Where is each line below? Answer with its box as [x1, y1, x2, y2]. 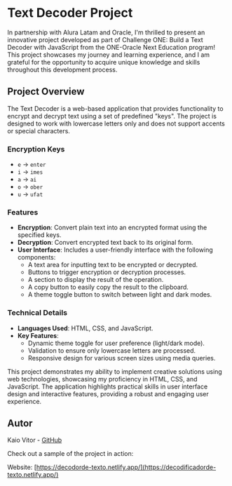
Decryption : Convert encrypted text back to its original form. [17, 238, 194, 247]
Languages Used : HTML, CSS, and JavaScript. [17, 324, 153, 332]
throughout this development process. [7, 65, 118, 74]
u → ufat [17, 190, 43, 198]
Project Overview [7, 86, 85, 97]
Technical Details [7, 308, 68, 318]
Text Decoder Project [7, 5, 133, 21]
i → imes [17, 168, 43, 176]
